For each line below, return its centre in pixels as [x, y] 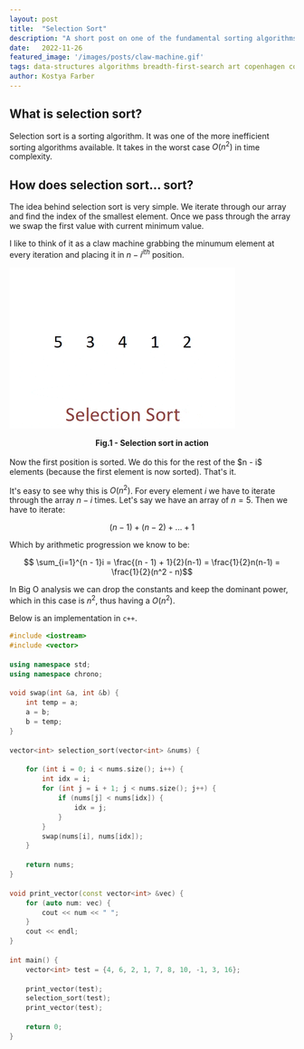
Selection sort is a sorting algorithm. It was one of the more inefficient [139, 136]
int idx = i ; [66, 779]
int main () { [34, 960]
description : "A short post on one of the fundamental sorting [131, 38]
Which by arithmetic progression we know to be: [100, 545]
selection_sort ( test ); [68, 998]
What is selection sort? [76, 114]
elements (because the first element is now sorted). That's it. [123, 471]
